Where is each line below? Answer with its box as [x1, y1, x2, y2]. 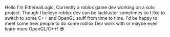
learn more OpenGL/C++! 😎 [5, 26, 65, 32]
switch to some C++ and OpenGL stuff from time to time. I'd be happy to [5, 15, 158, 21]
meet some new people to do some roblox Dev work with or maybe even [5, 20, 158, 26]
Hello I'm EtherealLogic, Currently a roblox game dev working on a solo [5, 5, 155, 10]
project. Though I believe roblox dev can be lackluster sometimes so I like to [5, 10, 165, 16]
